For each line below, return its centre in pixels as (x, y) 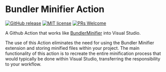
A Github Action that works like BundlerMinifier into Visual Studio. (73, 33)
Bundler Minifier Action (55, 9)
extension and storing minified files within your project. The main (72, 48)
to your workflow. (23, 64)
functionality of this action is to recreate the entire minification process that (83, 53)
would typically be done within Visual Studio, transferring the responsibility (83, 58)
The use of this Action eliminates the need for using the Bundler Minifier (80, 43)
